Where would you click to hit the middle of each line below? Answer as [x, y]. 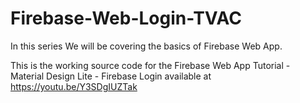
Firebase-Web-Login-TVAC [126, 18]
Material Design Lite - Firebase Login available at [111, 76]
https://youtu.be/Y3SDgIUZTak [74, 86]
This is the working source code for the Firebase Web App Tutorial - [150, 65]
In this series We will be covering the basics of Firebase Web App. [146, 46]
